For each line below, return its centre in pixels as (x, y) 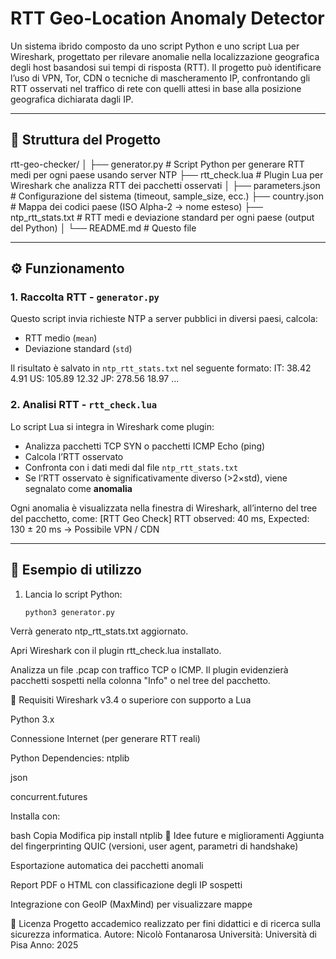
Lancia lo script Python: (73, 594)
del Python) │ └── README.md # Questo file (103, 228)
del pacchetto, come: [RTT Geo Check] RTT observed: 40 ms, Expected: (160, 518)
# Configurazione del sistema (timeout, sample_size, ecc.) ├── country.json (167, 196)
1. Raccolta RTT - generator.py (85, 297)
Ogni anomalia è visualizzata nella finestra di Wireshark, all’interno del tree (164, 508)
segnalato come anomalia (78, 488)
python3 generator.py (69, 612)
